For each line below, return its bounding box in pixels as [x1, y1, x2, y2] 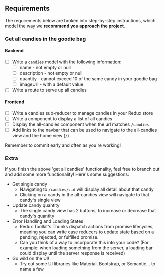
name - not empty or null [19, 65, 71, 70]
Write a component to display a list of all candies [12, 115, 112, 122]
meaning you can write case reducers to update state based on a [19, 229, 154, 235]
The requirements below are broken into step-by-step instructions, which [5, 17, 156, 23]
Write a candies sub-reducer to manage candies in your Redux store [12, 110, 153, 116]
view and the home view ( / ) [12, 132, 69, 138]
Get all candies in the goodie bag [5, 35, 86, 42]
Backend [5, 48, 24, 54]
